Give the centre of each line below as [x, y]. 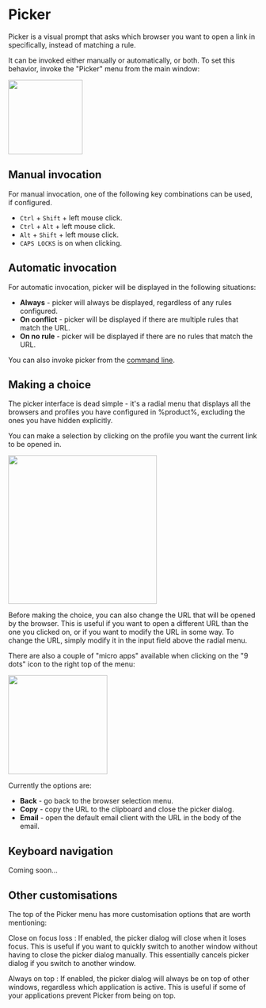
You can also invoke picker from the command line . [92, 360]
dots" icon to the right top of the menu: [72, 664]
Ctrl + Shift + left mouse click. [71, 218]
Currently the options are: [50, 785]
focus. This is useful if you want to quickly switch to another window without [133, 946]
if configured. [30, 202]
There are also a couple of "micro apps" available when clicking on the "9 [128, 656]
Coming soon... [33, 870]
